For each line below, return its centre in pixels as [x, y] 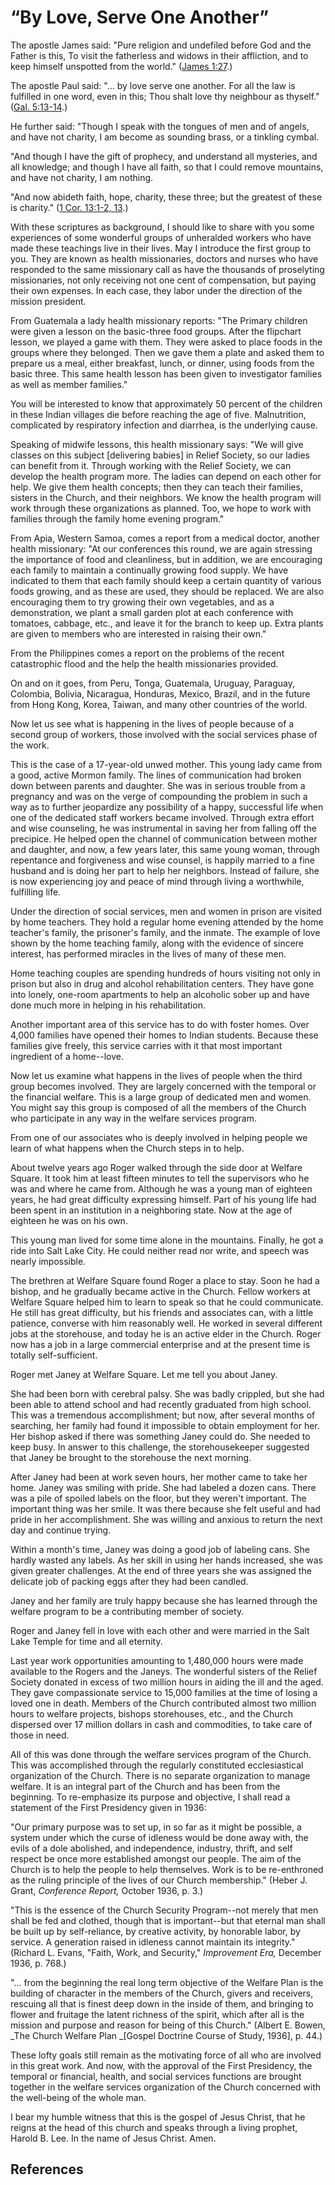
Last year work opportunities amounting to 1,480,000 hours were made [157, 1660]
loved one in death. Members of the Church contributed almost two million [163, 1703]
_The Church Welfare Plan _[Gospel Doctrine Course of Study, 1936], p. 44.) [166, 2035]
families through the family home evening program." [117, 518]
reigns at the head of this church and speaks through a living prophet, [154, 2127]
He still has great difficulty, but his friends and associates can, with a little [162, 1312]
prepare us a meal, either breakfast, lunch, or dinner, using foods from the [162, 363]
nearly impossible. [48, 1261]
